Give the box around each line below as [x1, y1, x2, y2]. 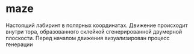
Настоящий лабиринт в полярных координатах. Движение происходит [5, 22, 188, 29]
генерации [5, 41, 33, 48]
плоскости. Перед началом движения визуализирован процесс [5, 34, 170, 41]
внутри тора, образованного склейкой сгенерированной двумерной [5, 28, 183, 35]
